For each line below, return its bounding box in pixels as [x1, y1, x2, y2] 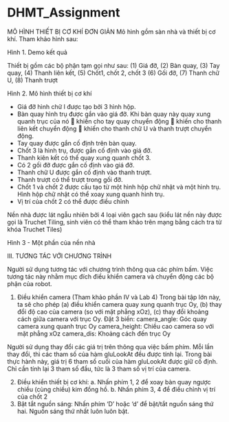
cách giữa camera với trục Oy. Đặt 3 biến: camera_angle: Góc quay [17, 314, 208, 323]
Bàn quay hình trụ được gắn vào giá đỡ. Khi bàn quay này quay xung [17, 110, 211, 118]
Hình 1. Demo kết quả [7, 48, 67, 56]
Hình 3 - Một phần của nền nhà [7, 238, 96, 246]
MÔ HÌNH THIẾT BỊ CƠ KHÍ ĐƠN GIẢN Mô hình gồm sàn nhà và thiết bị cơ [7, 27, 216, 36]
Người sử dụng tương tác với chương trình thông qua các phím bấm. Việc [7, 265, 213, 273]
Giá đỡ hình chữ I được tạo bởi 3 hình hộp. [17, 102, 136, 110]
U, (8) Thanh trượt [7, 75, 58, 84]
